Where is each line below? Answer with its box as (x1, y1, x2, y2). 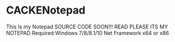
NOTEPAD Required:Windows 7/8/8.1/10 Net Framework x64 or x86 (6, 29, 169, 36)
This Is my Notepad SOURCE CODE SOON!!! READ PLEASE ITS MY (6, 23, 168, 30)
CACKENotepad (6, 4, 85, 17)
